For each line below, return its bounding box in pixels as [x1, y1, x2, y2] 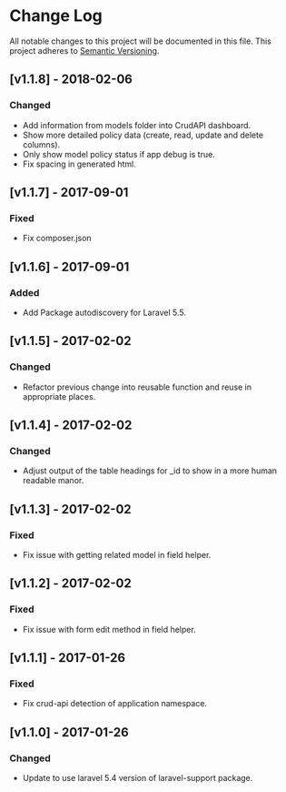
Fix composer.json [22, 233, 93, 244]
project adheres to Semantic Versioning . [9, 45, 160, 56]
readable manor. [22, 475, 84, 486]
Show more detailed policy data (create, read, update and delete [22, 129, 264, 140]
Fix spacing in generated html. [22, 158, 136, 169]
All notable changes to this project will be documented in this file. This [9, 36, 272, 46]
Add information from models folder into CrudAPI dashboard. [22, 119, 251, 130]
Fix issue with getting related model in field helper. [22, 550, 212, 561]
